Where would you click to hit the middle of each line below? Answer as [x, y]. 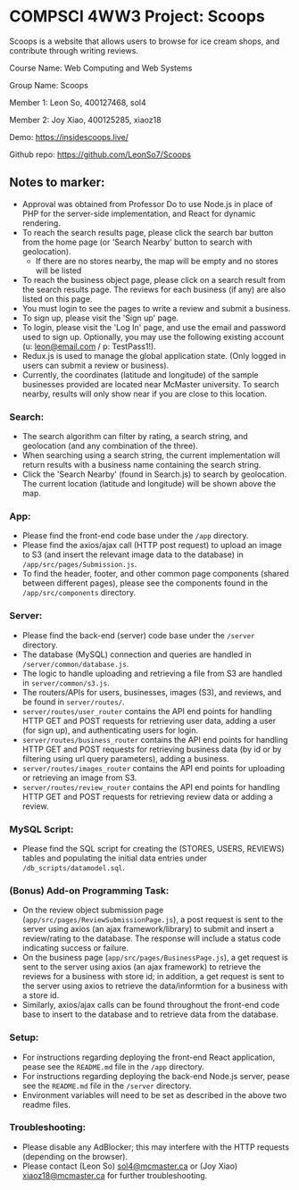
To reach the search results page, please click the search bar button [148, 232]
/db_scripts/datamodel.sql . [73, 867]
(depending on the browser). [75, 1156]
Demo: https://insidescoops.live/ [69, 137]
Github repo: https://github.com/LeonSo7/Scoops [100, 154]
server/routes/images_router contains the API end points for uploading [154, 768]
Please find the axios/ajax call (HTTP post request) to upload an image [152, 545]
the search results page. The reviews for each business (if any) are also [154, 289]
